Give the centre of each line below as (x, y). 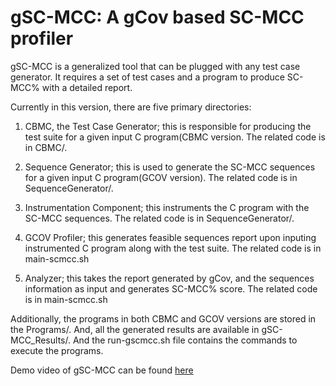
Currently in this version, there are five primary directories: (131, 107)
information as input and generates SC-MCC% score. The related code (171, 288)
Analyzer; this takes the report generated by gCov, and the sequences (169, 278)
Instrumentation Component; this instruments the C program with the (167, 207)
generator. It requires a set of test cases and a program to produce (147, 77)
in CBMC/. (46, 147)
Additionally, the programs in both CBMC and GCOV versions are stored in (163, 318)
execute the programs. (57, 350)
